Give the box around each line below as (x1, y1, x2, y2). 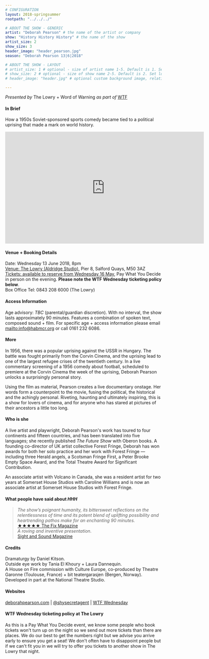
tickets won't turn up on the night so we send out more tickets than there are (5, 627, 162, 633)
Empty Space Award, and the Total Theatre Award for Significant (5, 459, 138, 465)
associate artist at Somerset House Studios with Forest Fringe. (5, 484, 133, 490)
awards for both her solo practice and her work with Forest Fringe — (5, 449, 145, 455)
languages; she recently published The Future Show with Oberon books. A (5, 438, 157, 444)
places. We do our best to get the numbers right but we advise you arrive (5, 632, 155, 638)
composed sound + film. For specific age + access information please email (5, 320, 160, 326)
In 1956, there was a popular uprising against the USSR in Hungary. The (5, 348, 151, 354)
